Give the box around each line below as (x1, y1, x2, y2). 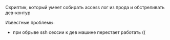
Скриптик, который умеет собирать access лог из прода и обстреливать (5, 5, 165, 10)
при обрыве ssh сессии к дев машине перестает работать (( (12, 29, 146, 35)
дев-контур (5, 10, 31, 16)
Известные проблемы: (5, 20, 55, 25)
